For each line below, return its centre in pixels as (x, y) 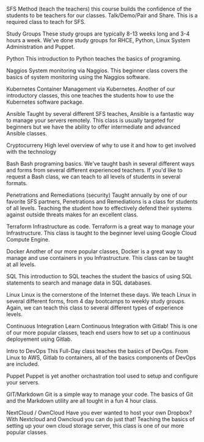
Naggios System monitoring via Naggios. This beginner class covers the (97, 70)
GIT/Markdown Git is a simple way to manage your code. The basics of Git (100, 394)
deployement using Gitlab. (39, 339)
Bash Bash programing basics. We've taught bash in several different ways (100, 164)
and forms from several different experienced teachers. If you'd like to (95, 170)
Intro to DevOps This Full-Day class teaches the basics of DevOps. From (97, 351)
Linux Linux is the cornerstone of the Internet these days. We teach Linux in (101, 295)
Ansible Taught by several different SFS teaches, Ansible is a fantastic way (100, 114)
